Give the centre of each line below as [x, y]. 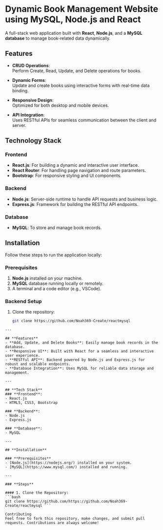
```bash [13, 497]
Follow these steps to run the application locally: [54, 255]
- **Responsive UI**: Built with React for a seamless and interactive [79, 352]
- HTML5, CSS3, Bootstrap [31, 403]
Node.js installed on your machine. [47, 278]
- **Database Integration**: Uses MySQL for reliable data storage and [79, 369]
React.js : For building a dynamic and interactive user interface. [75, 165]
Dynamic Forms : [29, 80]
